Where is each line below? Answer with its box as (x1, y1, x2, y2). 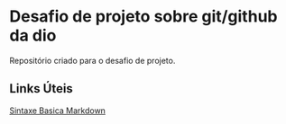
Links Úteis (9, 81, 74, 96)
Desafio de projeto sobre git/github (9, 6, 278, 27)
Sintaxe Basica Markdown (9, 105, 106, 116)
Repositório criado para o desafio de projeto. (9, 55, 176, 66)
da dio (9, 25, 57, 46)
